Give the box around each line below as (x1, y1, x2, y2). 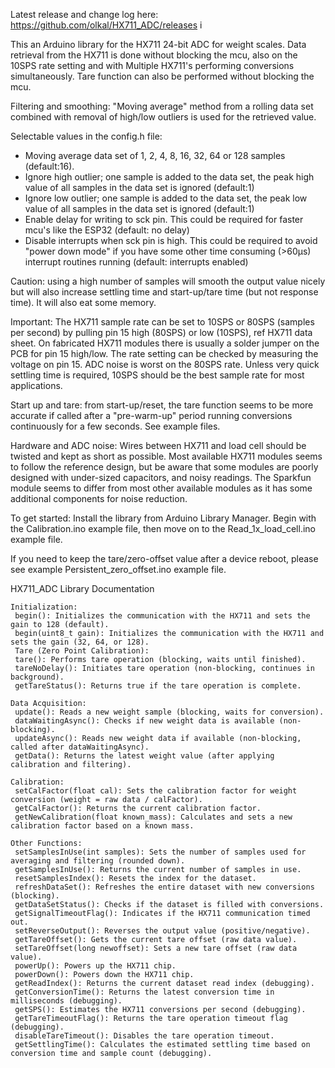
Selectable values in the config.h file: (10, 130, 163, 142)
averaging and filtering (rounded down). (10, 856, 186, 866)
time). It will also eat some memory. (10, 297, 157, 308)
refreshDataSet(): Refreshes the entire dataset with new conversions (14, 882, 315, 892)
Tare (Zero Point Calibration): (14, 646, 150, 656)
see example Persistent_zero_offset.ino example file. (10, 564, 227, 575)
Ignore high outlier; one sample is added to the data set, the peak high (24, 171, 315, 183)
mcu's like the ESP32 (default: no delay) (24, 224, 190, 236)
